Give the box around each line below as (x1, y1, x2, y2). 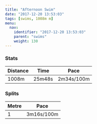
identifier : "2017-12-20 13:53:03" (14, 30, 86, 35)
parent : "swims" (14, 35, 47, 39)
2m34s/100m (58, 76, 90, 83)
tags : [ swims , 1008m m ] (5, 16, 54, 21)
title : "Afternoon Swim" (5, 7, 56, 12)
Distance (7, 68, 29, 74)
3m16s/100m (26, 111, 58, 118)
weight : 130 (14, 39, 38, 44)
